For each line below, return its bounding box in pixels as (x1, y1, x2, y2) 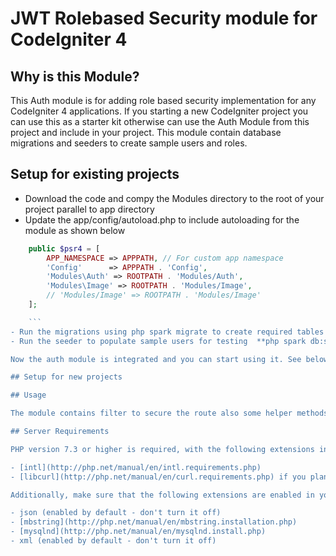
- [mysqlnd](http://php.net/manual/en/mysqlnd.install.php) (10, 527, 267, 537)
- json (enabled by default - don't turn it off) (10, 508, 222, 518)
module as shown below (24, 224, 126, 236)
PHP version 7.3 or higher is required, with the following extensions (10, 444, 315, 454)
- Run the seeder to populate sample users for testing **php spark (10, 336, 307, 346)
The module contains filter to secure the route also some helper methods (10, 408, 329, 419)
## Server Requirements (10, 427, 110, 437)
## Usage (10, 390, 47, 401)
